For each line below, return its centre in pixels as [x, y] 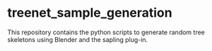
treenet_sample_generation [90, 13]
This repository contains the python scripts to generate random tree [106, 32]
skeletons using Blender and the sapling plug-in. [78, 39]
